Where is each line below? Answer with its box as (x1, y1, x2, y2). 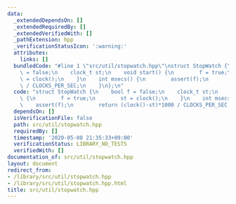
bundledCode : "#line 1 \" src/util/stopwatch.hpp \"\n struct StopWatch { (13, 62, 228, 69)
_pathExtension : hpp (13, 36, 74, 43)
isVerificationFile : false (13, 114, 93, 121)
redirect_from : (7, 166, 52, 174)
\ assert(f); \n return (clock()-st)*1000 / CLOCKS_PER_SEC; (20, 102, 231, 109)
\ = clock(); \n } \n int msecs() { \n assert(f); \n (20, 75, 209, 83)
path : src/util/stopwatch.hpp (13, 121, 102, 128)
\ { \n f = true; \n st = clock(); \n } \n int (20, 95, 212, 102)
